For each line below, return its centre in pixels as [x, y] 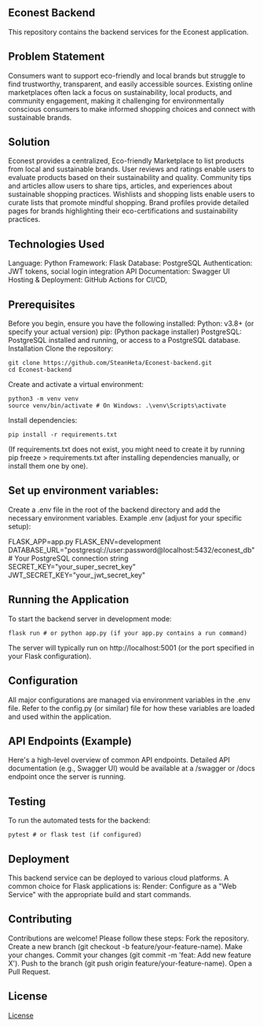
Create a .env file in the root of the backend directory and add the [115, 510]
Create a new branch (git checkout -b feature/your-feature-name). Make [126, 946]
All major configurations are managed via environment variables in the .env [130, 700]
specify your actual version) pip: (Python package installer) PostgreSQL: [125, 332]
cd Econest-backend [40, 370]
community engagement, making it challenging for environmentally [116, 101]
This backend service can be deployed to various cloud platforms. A [119, 878]
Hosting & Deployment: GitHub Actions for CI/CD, [88, 280]
